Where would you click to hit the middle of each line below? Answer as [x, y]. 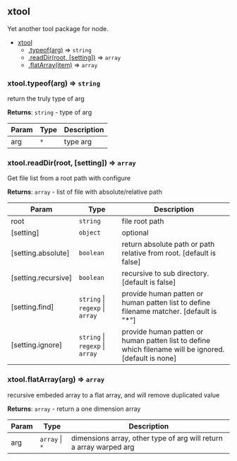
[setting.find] [32, 307]
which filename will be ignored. [173, 349]
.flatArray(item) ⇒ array [63, 65]
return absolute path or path [168, 245]
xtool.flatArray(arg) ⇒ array [56, 380]
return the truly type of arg [46, 99]
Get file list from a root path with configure [69, 178]
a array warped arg [103, 447]
